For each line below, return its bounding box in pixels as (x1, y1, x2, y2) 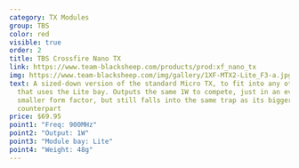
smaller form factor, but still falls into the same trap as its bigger (17, 95, 293, 105)
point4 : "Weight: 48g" (9, 145, 93, 154)
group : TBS (9, 21, 50, 30)
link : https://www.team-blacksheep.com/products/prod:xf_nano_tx (9, 63, 256, 72)
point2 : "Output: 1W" (9, 129, 90, 138)
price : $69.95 (9, 112, 62, 121)
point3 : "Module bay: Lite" (9, 137, 114, 146)
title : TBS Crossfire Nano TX (9, 54, 122, 63)
